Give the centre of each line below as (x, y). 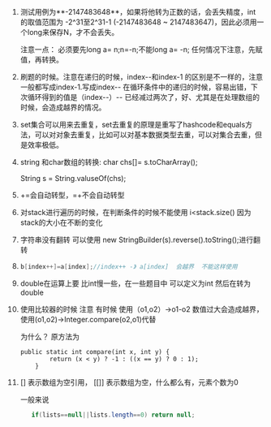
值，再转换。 (41, 60)
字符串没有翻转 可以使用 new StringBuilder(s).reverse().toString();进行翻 (140, 239)
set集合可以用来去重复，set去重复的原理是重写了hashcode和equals (133, 125)
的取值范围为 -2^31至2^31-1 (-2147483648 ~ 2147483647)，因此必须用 (138, 22)
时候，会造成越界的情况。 (63, 107)
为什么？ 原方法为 (49, 336)
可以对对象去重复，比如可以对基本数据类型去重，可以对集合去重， (145, 135)
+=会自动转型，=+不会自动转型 (72, 195)
